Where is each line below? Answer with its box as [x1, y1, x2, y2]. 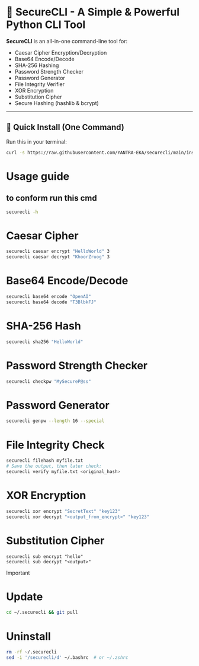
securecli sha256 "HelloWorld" [6, 338, 84, 345]
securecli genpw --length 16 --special [6, 418, 105, 424]
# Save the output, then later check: [6, 463, 102, 470]
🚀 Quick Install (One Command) [6, 122, 124, 132]
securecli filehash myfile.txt [6, 458, 84, 464]
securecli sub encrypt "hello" [6, 553, 84, 560]
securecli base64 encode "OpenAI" [6, 294, 92, 300]
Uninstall [6, 629, 52, 643]
